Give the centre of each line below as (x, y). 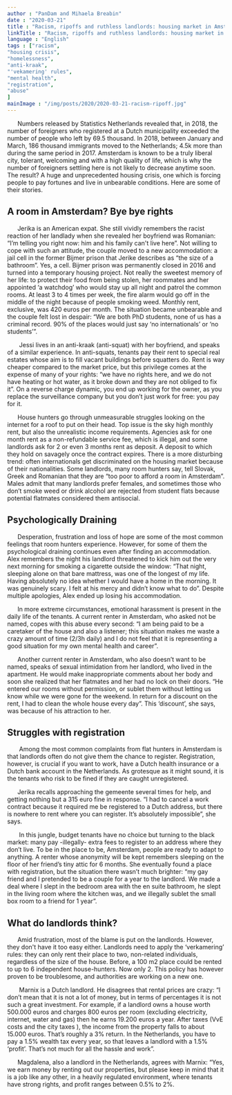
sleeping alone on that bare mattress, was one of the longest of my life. (108, 573)
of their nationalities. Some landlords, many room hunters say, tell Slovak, (112, 468)
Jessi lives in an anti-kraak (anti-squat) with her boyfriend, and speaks (119, 344)
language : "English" (38, 40)
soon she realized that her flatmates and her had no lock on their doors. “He (115, 681)
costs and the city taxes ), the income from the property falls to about (106, 1027)
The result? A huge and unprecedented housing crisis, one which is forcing (114, 175)
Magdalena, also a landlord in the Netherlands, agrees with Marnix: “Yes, (120, 1062)
